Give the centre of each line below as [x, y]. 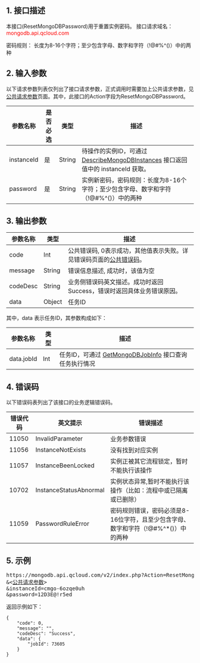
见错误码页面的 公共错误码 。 [107, 260]
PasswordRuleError [62, 524]
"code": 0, [30, 623]
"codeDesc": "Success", [46, 634]
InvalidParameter [59, 439]
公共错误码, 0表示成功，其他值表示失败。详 [128, 251]
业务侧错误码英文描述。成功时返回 [115, 282]
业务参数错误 [128, 439]
